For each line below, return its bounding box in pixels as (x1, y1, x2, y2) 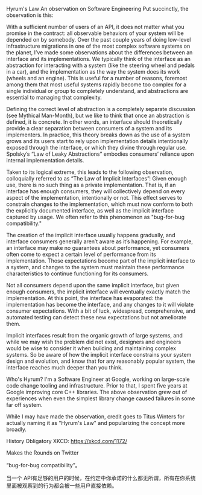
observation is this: (6, 11, 54, 19)
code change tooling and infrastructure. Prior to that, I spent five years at (6, 382, 188, 389)
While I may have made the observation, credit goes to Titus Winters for (6, 413, 185, 420)
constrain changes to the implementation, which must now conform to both (6, 200, 193, 208)
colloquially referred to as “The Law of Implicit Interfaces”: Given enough (6, 175, 187, 182)
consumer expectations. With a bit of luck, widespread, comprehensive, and (6, 307, 196, 315)
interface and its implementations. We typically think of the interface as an (6, 56, 191, 62)
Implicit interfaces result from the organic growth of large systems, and (6, 332, 183, 339)
